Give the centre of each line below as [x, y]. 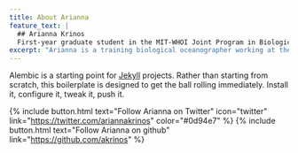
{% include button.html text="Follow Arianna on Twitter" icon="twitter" [138, 111]
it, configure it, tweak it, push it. [67, 95]
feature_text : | [39, 26]
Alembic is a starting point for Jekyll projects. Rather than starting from [139, 75]
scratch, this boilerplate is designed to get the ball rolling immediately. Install [149, 85]
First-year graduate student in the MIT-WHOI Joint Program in [136, 42]
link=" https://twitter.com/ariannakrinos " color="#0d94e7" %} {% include [143, 121]
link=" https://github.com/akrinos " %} [77, 140]
